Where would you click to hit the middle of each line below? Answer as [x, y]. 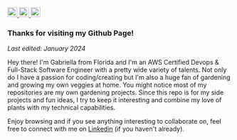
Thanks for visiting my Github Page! [70, 33]
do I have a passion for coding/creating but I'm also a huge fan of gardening [119, 77]
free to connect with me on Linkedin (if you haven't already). [96, 129]
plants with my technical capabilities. [62, 108]
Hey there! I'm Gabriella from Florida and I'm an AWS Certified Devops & [113, 63]
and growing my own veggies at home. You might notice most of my [107, 85]
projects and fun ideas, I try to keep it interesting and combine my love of [115, 100]
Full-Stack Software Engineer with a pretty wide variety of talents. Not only [117, 70]
